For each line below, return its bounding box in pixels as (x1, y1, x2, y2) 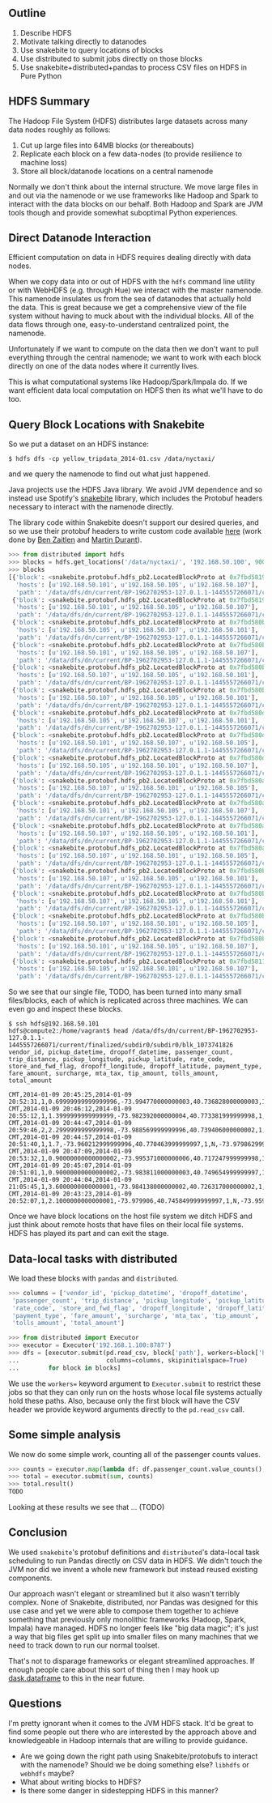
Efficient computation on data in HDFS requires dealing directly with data (8, 253, 252, 262)
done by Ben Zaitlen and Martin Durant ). (8, 535, 142, 545)
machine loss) (19, 157, 67, 167)
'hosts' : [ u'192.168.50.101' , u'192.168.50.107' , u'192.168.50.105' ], (15, 739, 259, 748)
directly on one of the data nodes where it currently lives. (8, 361, 200, 371)
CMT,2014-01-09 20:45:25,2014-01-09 (8, 1091, 132, 1099)
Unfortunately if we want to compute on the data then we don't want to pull (8, 344, 259, 354)
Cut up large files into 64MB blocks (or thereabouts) (19, 140, 194, 150)
